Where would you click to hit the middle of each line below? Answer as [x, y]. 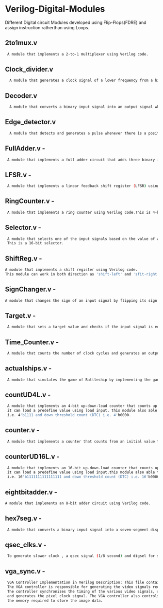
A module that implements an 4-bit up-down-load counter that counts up [82, 406]
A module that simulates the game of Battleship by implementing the [79, 380]
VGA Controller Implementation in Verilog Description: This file [76, 583]
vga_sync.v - [25, 571]
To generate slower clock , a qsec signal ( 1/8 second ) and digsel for [81, 556]
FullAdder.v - [25, 149]
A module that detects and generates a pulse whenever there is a [78, 133]
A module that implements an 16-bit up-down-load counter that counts [80, 468]
